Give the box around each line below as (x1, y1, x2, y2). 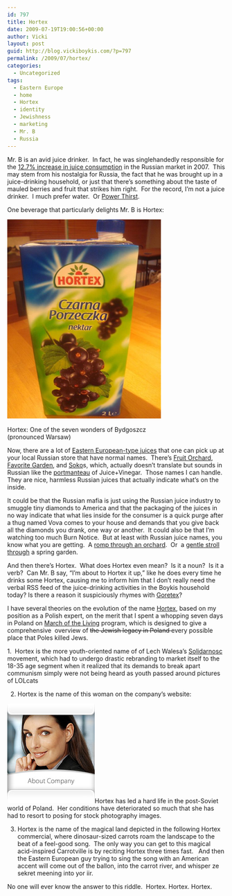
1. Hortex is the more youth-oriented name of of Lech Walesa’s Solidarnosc (7, 647, 223, 655)
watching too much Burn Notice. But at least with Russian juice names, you (7, 533, 223, 541)
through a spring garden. (7, 548, 78, 556)
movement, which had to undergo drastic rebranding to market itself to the (7, 654, 220, 663)
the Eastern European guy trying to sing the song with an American (17, 854, 209, 862)
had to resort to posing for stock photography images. (7, 811, 161, 820)
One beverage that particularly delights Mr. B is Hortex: (7, 205, 164, 214)
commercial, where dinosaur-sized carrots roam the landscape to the (17, 832, 215, 841)
